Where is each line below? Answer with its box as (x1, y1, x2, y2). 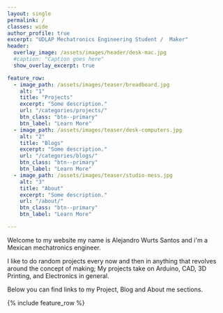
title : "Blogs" (20, 139, 64, 146)
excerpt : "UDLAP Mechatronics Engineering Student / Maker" (7, 36, 189, 43)
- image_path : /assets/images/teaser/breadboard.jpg (13, 81, 170, 88)
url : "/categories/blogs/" (20, 153, 98, 160)
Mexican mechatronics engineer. (7, 243, 101, 252)
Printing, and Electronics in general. (7, 271, 109, 280)
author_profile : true (7, 29, 70, 37)
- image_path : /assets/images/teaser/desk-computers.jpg (13, 126, 183, 133)
